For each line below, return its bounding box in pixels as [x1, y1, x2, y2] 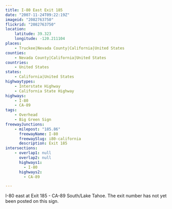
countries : [5, 60, 29, 65]
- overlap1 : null [14, 151, 52, 156]
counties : [5, 50, 27, 55]
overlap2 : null [18, 155, 52, 160]
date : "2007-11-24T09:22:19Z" [5, 12, 70, 17]
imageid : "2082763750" [5, 17, 54, 22]
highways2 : [18, 170, 42, 175]
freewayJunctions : [5, 121, 45, 127]
